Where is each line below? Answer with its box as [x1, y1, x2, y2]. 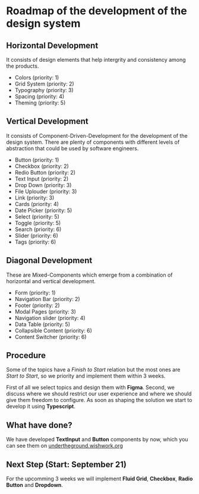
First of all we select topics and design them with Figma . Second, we [6, 384, 175, 391]
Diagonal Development [6, 255, 93, 265]
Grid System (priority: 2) [14, 80, 74, 87]
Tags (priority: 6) [14, 238, 56, 245]
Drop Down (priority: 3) [14, 181, 72, 188]
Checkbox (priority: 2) [14, 162, 70, 170]
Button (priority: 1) [14, 156, 59, 163]
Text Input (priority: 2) [14, 175, 69, 182]
